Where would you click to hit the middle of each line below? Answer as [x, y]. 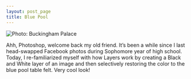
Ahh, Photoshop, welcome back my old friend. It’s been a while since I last [96, 45]
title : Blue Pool [27, 17]
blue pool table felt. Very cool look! [48, 70]
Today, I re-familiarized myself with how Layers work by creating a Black [94, 57]
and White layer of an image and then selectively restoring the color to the [95, 63]
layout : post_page [28, 11]
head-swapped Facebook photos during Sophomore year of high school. [94, 51]
